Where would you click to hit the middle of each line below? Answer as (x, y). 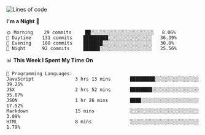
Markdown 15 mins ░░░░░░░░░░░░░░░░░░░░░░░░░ (103, 111)
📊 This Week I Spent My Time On (50, 60)
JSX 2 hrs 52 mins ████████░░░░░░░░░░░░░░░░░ (103, 90)
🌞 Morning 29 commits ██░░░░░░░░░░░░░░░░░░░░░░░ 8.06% (91, 32)
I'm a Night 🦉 (23, 21)
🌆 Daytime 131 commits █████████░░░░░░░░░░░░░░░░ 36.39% (91, 38)
